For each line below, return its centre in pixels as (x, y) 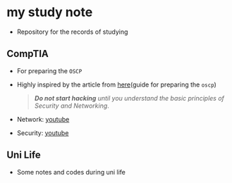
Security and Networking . (72, 106)
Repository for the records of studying (72, 32)
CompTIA (28, 54)
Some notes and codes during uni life (71, 172)
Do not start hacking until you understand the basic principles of (129, 98)
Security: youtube (43, 133)
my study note (50, 12)
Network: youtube (43, 119)
